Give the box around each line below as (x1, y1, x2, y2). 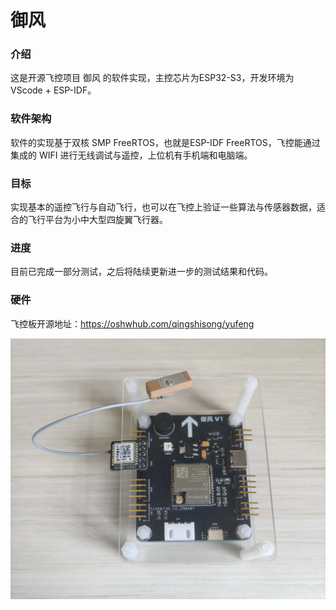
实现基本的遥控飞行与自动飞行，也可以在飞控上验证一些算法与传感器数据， (10, 201, 317, 213)
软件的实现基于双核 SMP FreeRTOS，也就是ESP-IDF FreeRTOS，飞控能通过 (10, 136, 321, 148)
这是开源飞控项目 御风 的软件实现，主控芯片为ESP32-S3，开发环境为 (10, 72, 295, 84)
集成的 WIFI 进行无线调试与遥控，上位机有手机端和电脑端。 (10, 149, 253, 161)
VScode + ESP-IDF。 (10, 84, 97, 96)
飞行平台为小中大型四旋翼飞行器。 (27, 214, 168, 226)
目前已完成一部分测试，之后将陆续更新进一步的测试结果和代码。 (10, 266, 273, 278)
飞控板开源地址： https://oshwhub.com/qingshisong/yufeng (10, 317, 255, 330)
